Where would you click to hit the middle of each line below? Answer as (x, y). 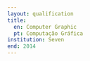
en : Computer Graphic (45, 27)
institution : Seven (36, 40)
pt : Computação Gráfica (48, 33)
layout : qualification (40, 14)
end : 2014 (22, 46)
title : (17, 20)
